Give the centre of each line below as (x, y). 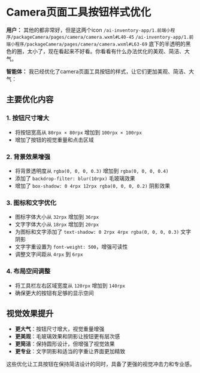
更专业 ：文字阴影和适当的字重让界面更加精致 (70, 351)
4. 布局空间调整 (28, 271)
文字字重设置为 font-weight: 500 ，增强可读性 (71, 247)
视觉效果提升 (30, 314)
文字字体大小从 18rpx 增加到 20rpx (57, 224)
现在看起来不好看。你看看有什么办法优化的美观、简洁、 (116, 51)
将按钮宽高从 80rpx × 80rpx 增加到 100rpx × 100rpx (78, 132)
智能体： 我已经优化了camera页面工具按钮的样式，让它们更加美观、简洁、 (98, 71)
